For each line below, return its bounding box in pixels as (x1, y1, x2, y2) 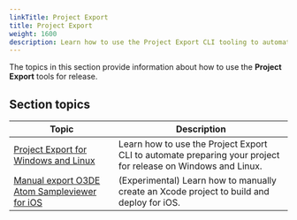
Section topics (9, 96, 91, 111)
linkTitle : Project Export (9, 12, 109, 22)
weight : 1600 (9, 29, 57, 38)
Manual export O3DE (13, 174, 101, 186)
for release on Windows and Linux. (118, 160, 263, 172)
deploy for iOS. (118, 196, 181, 209)
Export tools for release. (9, 72, 98, 82)
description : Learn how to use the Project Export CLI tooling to (9, 37, 259, 47)
